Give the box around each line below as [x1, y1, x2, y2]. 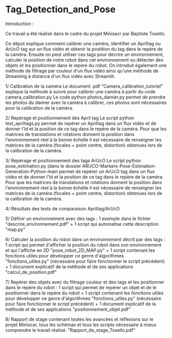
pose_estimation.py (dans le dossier [5, 163, 81, 169]
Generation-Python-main [5, 168, 58, 174]
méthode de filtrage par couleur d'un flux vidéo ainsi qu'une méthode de [5, 68, 159, 74]
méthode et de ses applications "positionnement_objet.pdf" [5, 306, 131, 312]
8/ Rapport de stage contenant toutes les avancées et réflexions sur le [5, 316, 154, 322]
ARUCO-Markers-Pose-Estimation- [82, 163, 157, 169]
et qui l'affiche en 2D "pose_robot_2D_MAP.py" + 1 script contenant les [5, 247, 155, 253]
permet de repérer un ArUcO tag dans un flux [58, 168, 155, 174]
